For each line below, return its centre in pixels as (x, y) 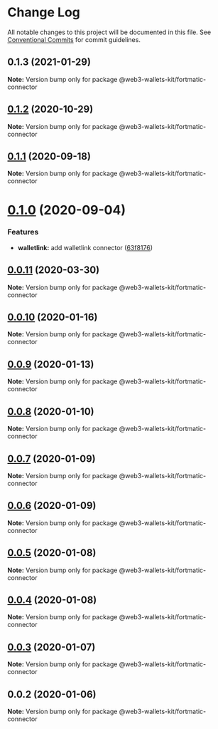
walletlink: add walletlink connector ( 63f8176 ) (85, 247)
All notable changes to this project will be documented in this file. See (109, 32)
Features (23, 232)
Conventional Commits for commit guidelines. (74, 39)
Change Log (44, 12)
